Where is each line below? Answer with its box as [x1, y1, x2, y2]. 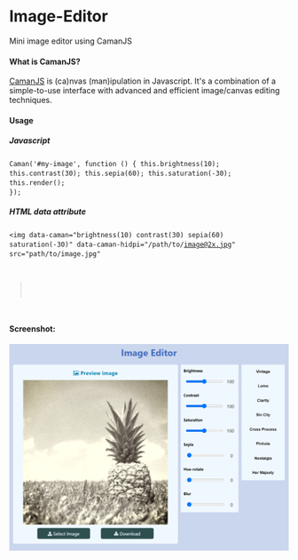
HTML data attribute [9, 206, 87, 217]
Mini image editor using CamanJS [9, 36, 133, 46]
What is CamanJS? [9, 56, 82, 67]
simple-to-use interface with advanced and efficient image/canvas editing [9, 85, 280, 96]
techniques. [9, 95, 52, 106]
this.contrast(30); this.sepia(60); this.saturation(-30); [9, 169, 232, 178]
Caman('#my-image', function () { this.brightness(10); [9, 159, 220, 168]
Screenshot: [9, 324, 56, 334]
